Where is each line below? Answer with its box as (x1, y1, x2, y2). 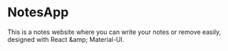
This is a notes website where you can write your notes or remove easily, (7, 28, 222, 36)
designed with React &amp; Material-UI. (7, 35, 125, 43)
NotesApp (7, 4, 69, 21)
